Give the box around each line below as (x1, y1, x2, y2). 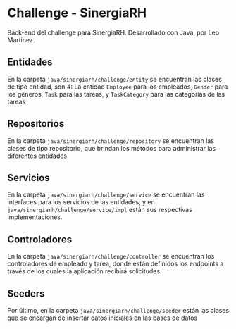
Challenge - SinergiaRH (7, 5, 147, 21)
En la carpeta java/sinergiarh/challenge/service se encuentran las (7, 190, 205, 199)
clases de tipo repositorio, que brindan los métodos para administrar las (7, 144, 216, 152)
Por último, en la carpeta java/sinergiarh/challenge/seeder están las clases (7, 306, 230, 314)
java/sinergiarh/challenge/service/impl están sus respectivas (7, 206, 192, 214)
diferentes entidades (7, 151, 68, 160)
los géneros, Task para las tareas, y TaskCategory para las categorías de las (7, 89, 225, 98)
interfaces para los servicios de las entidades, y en (7, 198, 155, 206)
